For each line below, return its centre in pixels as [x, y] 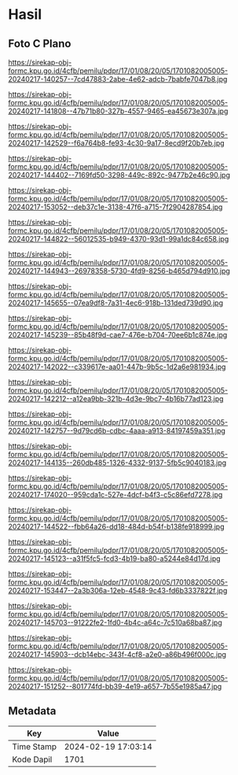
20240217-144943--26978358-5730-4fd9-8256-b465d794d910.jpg [119, 271]
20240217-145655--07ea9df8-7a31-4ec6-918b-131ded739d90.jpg [116, 303]
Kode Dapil [32, 759]
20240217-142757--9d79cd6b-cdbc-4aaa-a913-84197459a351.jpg [117, 431]
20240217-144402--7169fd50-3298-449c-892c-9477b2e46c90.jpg [119, 175]
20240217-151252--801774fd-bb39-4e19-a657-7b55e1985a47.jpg [115, 686]
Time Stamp [35, 747]
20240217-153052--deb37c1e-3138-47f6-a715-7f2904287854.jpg [115, 207]
